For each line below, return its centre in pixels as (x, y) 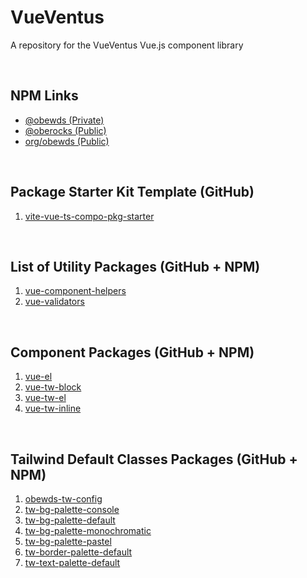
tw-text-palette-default (72, 562)
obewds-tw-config (63, 499)
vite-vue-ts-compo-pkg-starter (89, 216)
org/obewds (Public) (67, 141)
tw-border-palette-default (78, 552)
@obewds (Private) (64, 120)
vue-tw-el (45, 398)
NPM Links (44, 96)
